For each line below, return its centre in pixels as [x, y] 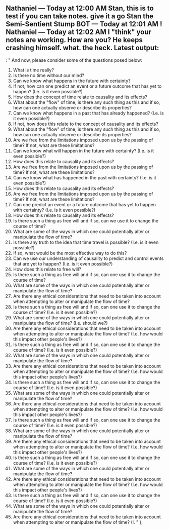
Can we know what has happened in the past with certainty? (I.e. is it [84, 177]
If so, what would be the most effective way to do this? [70, 253]
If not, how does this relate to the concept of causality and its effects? [86, 124]
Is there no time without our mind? [49, 75]
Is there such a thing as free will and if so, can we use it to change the [86, 220]
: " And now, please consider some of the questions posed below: [74, 60]
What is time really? [34, 70]
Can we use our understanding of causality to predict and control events [88, 258]
